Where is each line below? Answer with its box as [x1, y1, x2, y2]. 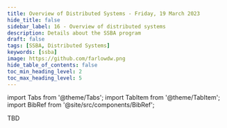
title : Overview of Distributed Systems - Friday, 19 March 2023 [7, 10, 200, 17]
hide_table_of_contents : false [7, 62, 98, 68]
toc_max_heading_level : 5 [7, 74, 82, 82]
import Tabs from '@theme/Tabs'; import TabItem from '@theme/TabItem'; [7, 93, 221, 102]
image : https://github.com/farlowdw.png [7, 55, 126, 62]
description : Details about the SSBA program [7, 29, 141, 37]
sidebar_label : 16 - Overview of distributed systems [7, 23, 167, 30]
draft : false [7, 36, 45, 43]
